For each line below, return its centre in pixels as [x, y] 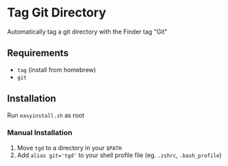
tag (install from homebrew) [56, 69]
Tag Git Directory [57, 13]
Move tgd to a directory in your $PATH [69, 147]
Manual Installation [40, 133]
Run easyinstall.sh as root [46, 115]
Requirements [38, 53]
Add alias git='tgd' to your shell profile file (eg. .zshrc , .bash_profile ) [119, 155]
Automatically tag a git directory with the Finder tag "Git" [88, 32]
